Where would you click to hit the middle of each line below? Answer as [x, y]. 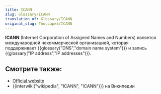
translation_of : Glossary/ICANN [39, 19]
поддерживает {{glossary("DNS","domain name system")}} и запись [76, 48]
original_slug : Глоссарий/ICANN [39, 23]
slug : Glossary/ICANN [28, 14]
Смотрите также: [34, 69]
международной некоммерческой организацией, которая [67, 43]
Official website [28, 81]
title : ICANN [19, 10]
